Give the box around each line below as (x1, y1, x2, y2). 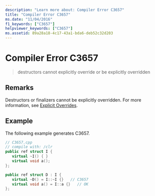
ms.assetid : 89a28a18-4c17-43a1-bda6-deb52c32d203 (5, 31, 113, 36)
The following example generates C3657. (5, 130, 90, 136)
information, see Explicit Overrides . (5, 102, 78, 108)
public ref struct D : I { (5, 172, 62, 177)
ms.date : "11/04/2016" (5, 17, 53, 22)
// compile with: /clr (5, 144, 53, 150)
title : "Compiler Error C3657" (5, 12, 71, 17)
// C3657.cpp (5, 140, 33, 145)
